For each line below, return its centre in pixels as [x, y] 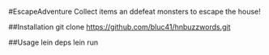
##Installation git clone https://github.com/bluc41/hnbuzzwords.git [120, 27]
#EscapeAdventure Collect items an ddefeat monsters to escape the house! [134, 12]
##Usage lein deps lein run [53, 42]
